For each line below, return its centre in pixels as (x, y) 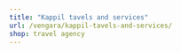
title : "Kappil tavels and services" (79, 17)
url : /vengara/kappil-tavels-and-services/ (91, 26)
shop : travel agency (47, 33)
